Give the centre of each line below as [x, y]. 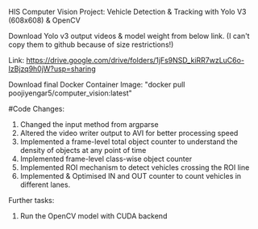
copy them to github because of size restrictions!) [91, 45]
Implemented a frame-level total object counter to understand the [129, 142]
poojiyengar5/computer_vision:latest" [70, 93]
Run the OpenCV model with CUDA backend [94, 216]
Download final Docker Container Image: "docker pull [97, 85]
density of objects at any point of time [83, 150]
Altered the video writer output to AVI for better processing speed [129, 133]
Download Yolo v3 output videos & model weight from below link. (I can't [129, 36]
